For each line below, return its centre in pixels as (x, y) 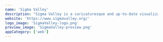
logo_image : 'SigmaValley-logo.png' (42, 23)
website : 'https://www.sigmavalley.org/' (48, 18)
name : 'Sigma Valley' (27, 9)
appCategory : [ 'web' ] (27, 32)
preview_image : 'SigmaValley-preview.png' (49, 28)
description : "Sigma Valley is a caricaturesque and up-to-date (71, 14)
